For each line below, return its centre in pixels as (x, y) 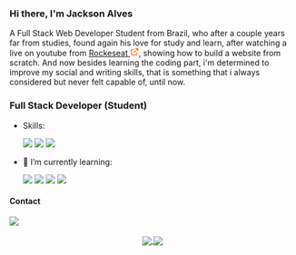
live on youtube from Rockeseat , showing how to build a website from (145, 54)
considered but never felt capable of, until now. (98, 82)
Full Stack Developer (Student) (79, 105)
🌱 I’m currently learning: (67, 162)
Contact (25, 201)
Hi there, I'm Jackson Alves (71, 14)
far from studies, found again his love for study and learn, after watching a (148, 43)
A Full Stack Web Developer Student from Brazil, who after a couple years (148, 34)
